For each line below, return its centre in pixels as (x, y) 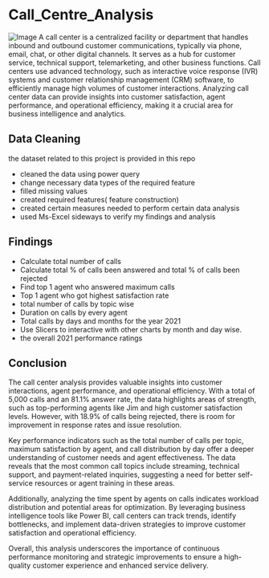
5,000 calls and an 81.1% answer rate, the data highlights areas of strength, (132, 400)
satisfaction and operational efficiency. (72, 533)
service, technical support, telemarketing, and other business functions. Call (134, 63)
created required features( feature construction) (99, 199)
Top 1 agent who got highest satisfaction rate (94, 295)
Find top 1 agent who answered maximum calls (97, 287)
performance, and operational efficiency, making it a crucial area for (121, 105)
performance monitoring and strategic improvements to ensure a (115, 557)
